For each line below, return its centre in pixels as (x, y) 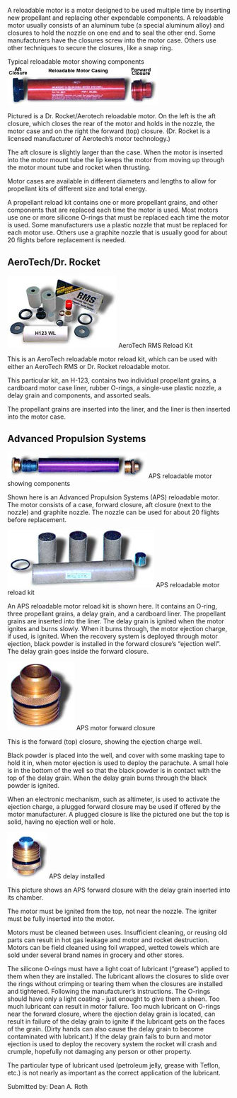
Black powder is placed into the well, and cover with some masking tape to (116, 755)
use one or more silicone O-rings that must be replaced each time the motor (118, 217)
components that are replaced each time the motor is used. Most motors (113, 210)
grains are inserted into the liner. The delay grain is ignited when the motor (116, 621)
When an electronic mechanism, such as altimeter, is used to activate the (114, 799)
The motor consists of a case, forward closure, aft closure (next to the (109, 504)
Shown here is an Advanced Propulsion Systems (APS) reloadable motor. (114, 497)
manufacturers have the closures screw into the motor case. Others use (112, 40)
